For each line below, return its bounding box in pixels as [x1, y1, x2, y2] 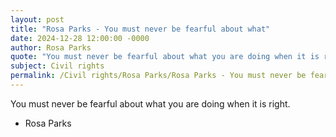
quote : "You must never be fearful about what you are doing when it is [10, 52, 320, 62]
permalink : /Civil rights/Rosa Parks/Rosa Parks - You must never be [10, 71, 307, 81]
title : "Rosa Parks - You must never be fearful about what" [10, 24, 271, 34]
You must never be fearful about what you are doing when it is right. [10, 97, 291, 110]
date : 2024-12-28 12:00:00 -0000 [10, 33, 150, 43]
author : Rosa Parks [10, 42, 92, 53]
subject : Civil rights [10, 61, 105, 71]
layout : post [10, 14, 65, 25]
